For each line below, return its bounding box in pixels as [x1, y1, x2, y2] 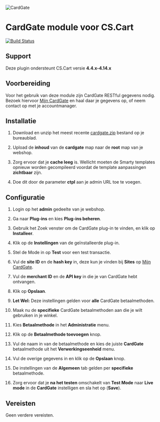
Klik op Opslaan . [12, 288, 46, 294]
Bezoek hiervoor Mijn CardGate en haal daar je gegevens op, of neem [5, 97, 146, 103]
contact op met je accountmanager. [5, 103, 77, 109]
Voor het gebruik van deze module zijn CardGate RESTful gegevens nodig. [5, 92, 156, 98]
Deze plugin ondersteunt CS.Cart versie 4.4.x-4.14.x [5, 65, 112, 71]
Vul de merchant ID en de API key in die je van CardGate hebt [12, 274, 138, 280]
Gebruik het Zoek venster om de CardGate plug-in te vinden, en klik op [12, 225, 155, 231]
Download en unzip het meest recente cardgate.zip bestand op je [12, 130, 144, 136]
